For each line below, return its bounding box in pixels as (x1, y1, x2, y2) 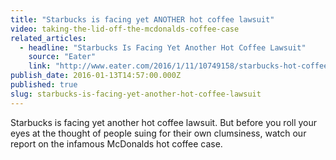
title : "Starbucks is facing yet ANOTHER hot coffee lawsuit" (10, 14, 275, 25)
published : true (10, 80, 78, 90)
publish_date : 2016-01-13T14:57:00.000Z (10, 71, 182, 81)
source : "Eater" (28, 52, 97, 62)
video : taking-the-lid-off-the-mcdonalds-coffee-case (10, 24, 240, 34)
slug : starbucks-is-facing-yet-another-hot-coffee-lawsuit (10, 89, 262, 99)
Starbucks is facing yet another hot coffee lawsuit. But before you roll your (10, 116, 318, 128)
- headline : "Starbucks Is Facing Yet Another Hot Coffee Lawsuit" (19, 42, 307, 53)
